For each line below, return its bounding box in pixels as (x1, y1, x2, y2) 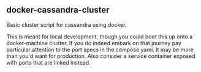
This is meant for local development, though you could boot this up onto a (6, 33, 193, 40)
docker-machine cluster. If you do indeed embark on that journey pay (6, 39, 182, 46)
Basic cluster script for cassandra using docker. (6, 21, 127, 28)
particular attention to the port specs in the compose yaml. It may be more (6, 46, 194, 53)
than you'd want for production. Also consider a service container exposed (6, 52, 195, 60)
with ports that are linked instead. (6, 59, 91, 66)
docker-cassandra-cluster (6, 5, 110, 15)
